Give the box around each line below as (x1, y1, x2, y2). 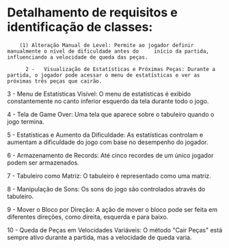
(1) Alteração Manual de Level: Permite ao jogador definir (19, 42, 194, 49)
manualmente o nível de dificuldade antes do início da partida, (7, 48, 210, 55)
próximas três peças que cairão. (7, 77, 103, 85)
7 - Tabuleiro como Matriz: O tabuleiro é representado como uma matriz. (7, 171, 212, 180)
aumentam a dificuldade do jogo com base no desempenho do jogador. (7, 138, 208, 146)
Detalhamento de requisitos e (7, 5, 178, 20)
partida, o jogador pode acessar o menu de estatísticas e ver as (7, 72, 200, 79)
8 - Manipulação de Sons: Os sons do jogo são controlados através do (7, 184, 206, 193)
